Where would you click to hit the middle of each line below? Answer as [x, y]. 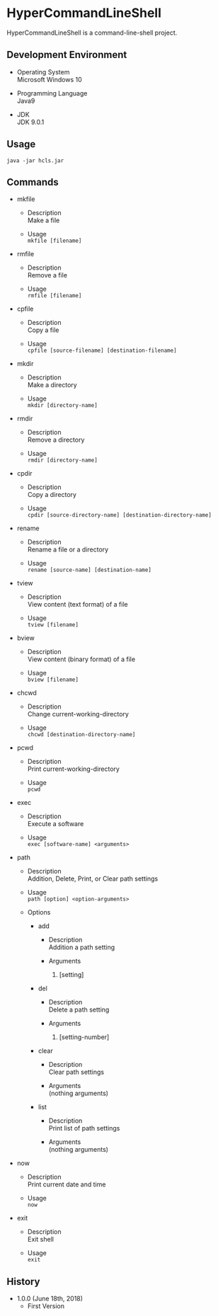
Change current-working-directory [78, 714]
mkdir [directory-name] [63, 406]
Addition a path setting [82, 947]
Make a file [44, 220]
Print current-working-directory [73, 769]
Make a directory [52, 385]
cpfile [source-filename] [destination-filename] [102, 351]
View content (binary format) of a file [81, 659]
